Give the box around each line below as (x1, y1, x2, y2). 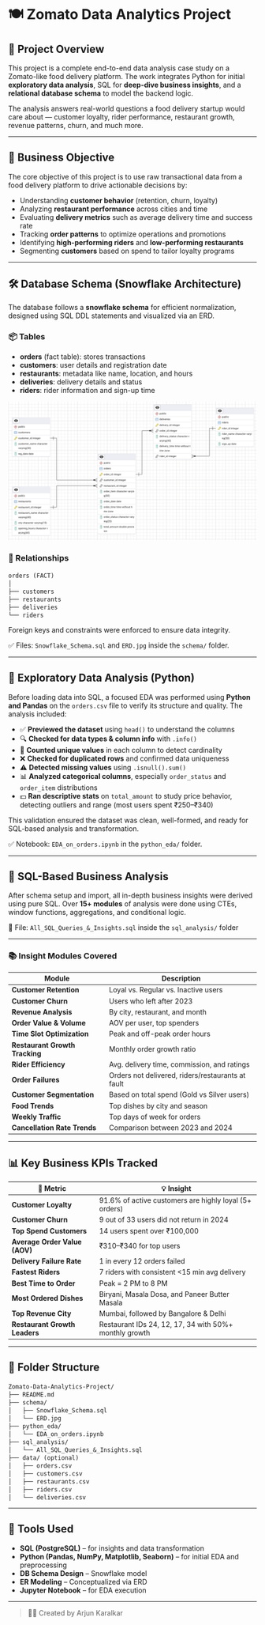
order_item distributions (19, 783, 98, 792)
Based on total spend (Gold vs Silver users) (109, 1090, 250, 1099)
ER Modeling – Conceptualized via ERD (19, 1577, 147, 1586)
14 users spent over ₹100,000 (99, 1226, 200, 1235)
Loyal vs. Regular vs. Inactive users (109, 985, 223, 995)
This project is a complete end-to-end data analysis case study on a (8, 63, 230, 73)
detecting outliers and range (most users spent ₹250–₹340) (19, 799, 214, 810)
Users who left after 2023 (109, 996, 193, 1006)
